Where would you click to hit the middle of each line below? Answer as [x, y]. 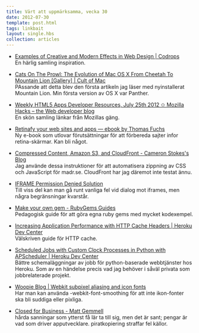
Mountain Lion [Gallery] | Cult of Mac [60, 80]
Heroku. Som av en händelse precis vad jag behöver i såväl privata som [102, 269]
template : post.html [32, 23]
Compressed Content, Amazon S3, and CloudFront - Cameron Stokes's [102, 153]
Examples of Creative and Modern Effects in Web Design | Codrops [97, 56]
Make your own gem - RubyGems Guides [65, 208]
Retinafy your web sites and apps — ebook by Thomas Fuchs [90, 129]
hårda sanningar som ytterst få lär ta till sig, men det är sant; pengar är [101, 317]
